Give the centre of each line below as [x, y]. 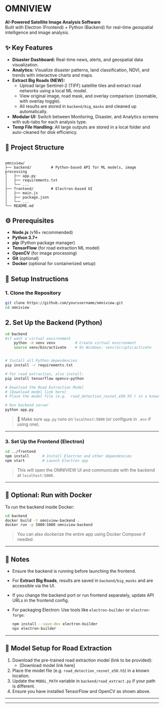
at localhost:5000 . [36, 475]
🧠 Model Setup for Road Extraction [59, 648]
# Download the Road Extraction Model [44, 387]
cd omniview [17, 307]
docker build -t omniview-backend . [42, 521]
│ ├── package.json [27, 197]
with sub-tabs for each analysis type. [50, 122]
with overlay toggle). [40, 101]
